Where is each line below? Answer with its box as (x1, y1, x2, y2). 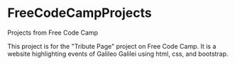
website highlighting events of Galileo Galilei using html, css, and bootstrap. (7, 49, 229, 58)
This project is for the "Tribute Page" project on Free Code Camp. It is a (7, 42, 217, 50)
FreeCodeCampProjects (7, 5, 152, 21)
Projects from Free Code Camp (7, 28, 98, 37)
